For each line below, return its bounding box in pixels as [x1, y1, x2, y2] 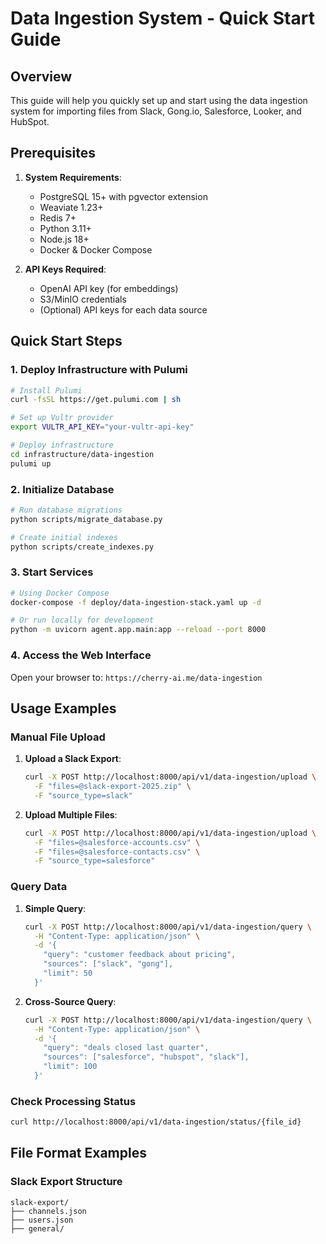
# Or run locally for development [10, 615, 155, 626]
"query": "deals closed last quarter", [43, 1043, 210, 1053]
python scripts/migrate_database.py [10, 514, 163, 524]
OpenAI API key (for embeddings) [39, 282, 179, 294]
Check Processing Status [10, 1094, 137, 1108]
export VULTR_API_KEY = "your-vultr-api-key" [10, 422, 195, 432]
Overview [10, 68, 73, 85]
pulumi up [10, 458, 52, 469]
